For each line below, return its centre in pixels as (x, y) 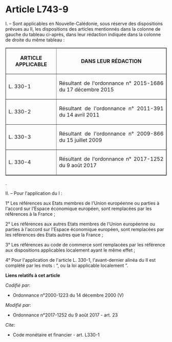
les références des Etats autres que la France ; (54, 235)
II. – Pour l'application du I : (34, 193)
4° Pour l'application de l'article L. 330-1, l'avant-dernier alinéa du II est (81, 260)
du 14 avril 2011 (79, 115)
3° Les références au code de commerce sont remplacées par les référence (85, 244)
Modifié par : (18, 305)
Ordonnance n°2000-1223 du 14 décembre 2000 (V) (68, 295)
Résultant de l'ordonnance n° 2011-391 (111, 108)
